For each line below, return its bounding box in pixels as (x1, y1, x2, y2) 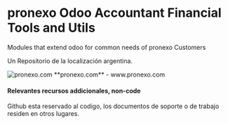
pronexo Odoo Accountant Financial (7, 5, 222, 21)
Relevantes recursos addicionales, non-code (7, 86, 141, 95)
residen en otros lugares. (7, 110, 79, 118)
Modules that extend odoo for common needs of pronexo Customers (7, 43, 206, 51)
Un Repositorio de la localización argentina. (7, 56, 133, 65)
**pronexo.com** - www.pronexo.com (53, 70, 166, 79)
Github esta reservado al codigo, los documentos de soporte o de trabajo (7, 102, 220, 110)
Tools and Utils (7, 20, 96, 36)
